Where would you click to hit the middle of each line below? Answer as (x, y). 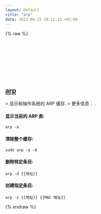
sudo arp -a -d (21, 150)
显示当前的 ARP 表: (25, 116)
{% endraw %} (21, 207)
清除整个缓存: (19, 139)
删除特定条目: (19, 162)
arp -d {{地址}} (21, 174)
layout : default (22, 10)
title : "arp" (19, 15)
